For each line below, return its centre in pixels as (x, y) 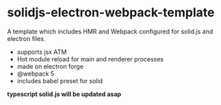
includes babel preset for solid (60, 80)
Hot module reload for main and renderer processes (90, 59)
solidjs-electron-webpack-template (111, 13)
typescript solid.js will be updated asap (64, 94)
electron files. (26, 38)
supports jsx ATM (42, 52)
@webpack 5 (36, 74)
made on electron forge (50, 66)
